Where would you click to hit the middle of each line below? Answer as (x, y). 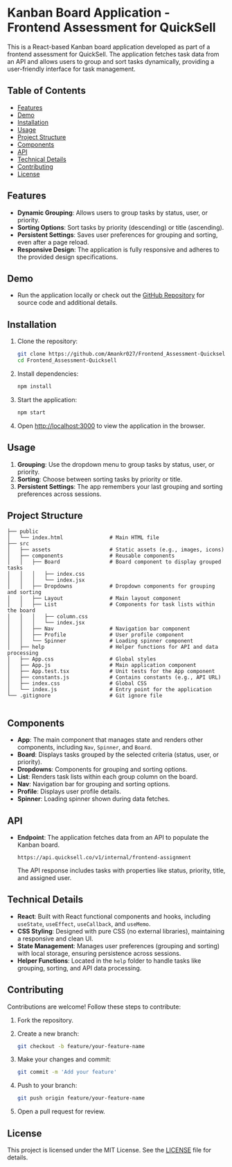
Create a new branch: (48, 1034)
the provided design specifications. (68, 257)
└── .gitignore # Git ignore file (85, 696)
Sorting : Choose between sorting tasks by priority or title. (100, 479)
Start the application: (47, 399)
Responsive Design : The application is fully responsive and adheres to (118, 249)
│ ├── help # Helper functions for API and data (113, 647)
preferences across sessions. (59, 494)
